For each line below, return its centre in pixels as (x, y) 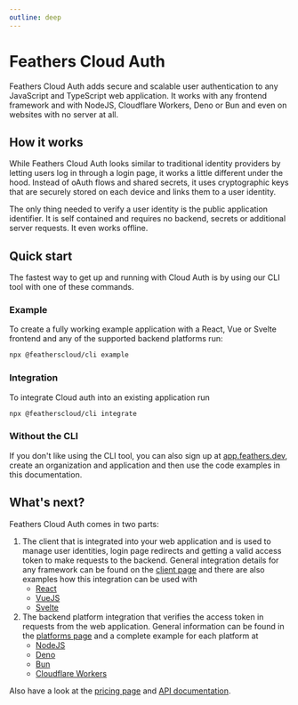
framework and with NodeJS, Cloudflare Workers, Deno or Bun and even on (148, 105)
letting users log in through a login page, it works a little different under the (146, 173)
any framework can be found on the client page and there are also (143, 569)
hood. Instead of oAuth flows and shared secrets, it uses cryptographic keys (149, 182)
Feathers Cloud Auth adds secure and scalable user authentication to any (144, 86)
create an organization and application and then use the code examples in (145, 465)
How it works (46, 142)
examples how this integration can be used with (109, 579)
